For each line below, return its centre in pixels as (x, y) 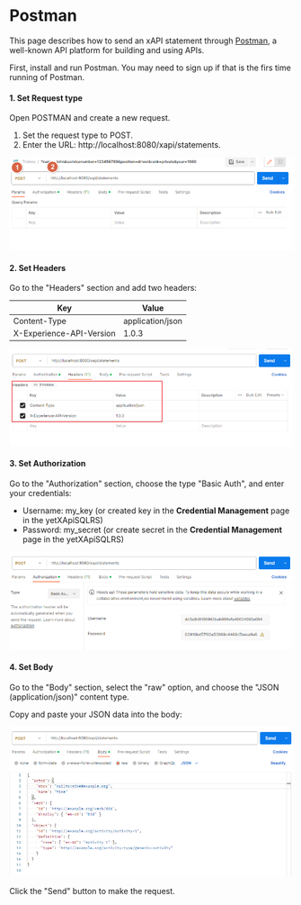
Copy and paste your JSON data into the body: (96, 714)
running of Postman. (47, 77)
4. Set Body (31, 667)
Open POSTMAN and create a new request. (90, 118)
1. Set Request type (46, 98)
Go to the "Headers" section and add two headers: (103, 288)
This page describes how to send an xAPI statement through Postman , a (143, 41)
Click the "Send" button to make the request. (92, 891)
